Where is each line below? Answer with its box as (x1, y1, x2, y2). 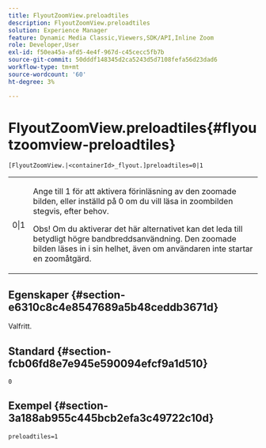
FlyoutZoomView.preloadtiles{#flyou (8, 119, 257, 137)
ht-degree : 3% (8, 78, 55, 85)
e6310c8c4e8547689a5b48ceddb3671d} (8, 300, 219, 313)
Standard (8, 344, 55, 358)
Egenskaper (8, 288, 70, 302)
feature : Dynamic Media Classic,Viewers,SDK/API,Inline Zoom (8, 33, 215, 42)
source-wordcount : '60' (8, 70, 87, 78)
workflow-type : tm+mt (8, 63, 80, 71)
